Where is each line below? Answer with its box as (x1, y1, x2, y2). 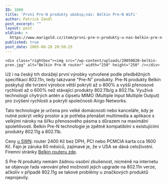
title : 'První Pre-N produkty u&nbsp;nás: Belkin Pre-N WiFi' (5, 12, 137, 17)
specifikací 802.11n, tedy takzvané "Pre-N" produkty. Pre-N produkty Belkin (5, 76, 161, 82)
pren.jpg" (5, 62, 26, 67)
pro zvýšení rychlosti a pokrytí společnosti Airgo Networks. (5, 98, 127, 104)
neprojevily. (5, 174, 29, 180)
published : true (5, 40, 39, 45)
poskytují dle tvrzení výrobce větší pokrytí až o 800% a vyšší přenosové (5, 82, 154, 88)
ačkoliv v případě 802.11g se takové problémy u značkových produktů (5, 169, 148, 175)
